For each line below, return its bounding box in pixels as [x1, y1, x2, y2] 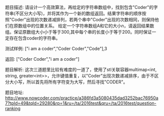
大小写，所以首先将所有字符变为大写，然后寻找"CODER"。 [9, 79, 128, 85]
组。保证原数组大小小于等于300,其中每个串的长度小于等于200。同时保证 [5, 29, 152, 35]
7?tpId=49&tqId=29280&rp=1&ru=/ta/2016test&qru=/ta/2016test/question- [5, 100, 157, 106]
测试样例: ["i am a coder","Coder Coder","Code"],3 [5, 46, 107, 51]
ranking [5, 106, 21, 111]
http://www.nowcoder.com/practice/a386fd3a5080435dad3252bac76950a [5, 95, 159, 101]
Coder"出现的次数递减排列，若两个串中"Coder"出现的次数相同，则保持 [11, 17, 155, 22]
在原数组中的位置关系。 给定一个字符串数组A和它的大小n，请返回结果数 [9, 23, 154, 29]
